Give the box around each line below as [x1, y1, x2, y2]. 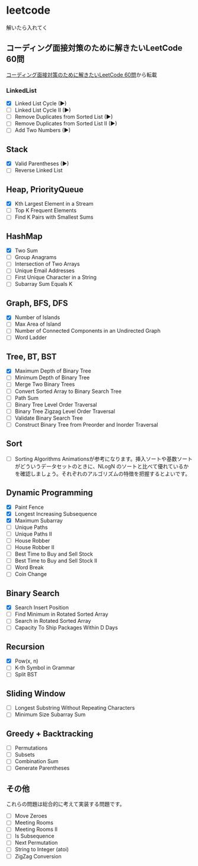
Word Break [14, 564, 44, 571]
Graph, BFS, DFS [6, 298, 68, 308]
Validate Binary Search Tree [14, 414, 83, 421]
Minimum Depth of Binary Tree [14, 374, 90, 381]
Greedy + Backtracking [6, 729, 94, 739]
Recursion [6, 641, 45, 651]
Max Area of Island [14, 320, 61, 327]
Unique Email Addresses [14, 267, 75, 274]
